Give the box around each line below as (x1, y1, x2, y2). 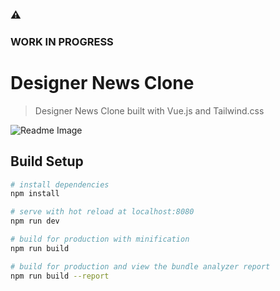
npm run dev (10, 216, 60, 227)
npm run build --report (10, 271, 110, 281)
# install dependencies (10, 179, 110, 190)
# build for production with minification (10, 234, 190, 245)
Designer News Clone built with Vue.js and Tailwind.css (34, 104, 265, 117)
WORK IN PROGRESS (10, 34, 114, 48)
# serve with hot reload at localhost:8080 (10, 207, 195, 217)
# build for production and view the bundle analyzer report (10, 261, 271, 272)
